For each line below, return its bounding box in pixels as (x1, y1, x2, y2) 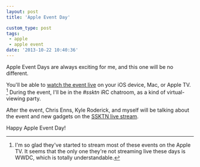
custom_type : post (6, 25, 52, 31)
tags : (6, 30, 20, 36)
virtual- (166, 89, 185, 96)
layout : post (6, 8, 39, 15)
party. (26, 94, 42, 102)
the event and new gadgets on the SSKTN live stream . (6, 112, 139, 119)
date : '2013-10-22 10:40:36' (6, 47, 79, 53)
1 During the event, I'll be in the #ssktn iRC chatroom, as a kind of (6, 87, 165, 96)
